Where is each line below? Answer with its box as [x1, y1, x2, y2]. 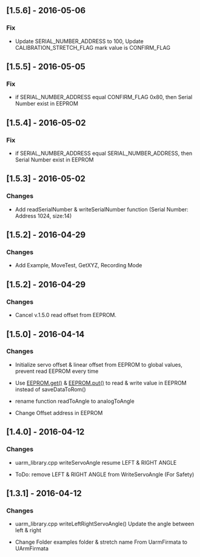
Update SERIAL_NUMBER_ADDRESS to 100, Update [15, 37, 144, 45]
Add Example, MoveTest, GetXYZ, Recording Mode [15, 262, 142, 269]
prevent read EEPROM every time [15, 367, 99, 375]
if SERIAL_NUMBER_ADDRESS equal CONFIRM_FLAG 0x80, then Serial [15, 94, 193, 101]
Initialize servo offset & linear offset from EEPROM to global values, [15, 361, 183, 368]
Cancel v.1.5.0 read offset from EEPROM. [15, 312, 117, 319]
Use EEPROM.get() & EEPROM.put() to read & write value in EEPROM [15, 379, 187, 386]
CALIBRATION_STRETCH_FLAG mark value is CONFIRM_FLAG [15, 44, 171, 51]
